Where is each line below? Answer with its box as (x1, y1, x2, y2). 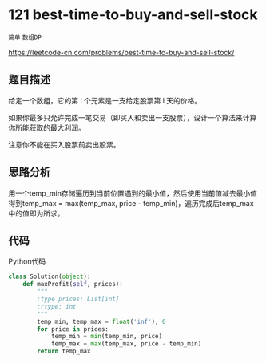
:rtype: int (37, 302, 77, 310)
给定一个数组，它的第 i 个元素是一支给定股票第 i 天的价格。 (8, 95, 202, 105)
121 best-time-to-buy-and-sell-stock (8, 6, 258, 24)
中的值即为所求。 (8, 208, 65, 218)
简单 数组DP (8, 34, 42, 42)
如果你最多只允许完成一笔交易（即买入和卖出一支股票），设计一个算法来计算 (8, 112, 257, 122)
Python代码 (8, 256, 46, 266)
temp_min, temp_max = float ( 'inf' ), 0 (37, 317, 166, 325)
